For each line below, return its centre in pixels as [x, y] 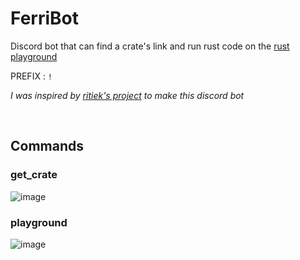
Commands [47, 146]
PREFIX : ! [31, 76]
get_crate [34, 175]
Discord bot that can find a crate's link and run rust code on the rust [150, 46]
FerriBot [44, 18]
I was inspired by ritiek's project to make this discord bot [127, 95]
